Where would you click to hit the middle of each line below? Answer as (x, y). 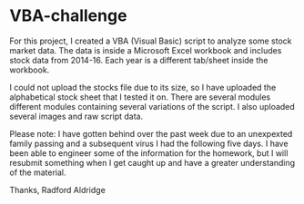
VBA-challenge (68, 16)
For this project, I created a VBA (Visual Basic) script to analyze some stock (151, 41)
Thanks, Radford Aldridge (58, 189)
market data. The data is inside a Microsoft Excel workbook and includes (146, 50)
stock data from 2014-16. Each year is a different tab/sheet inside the (139, 60)
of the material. (38, 172)
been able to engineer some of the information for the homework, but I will (149, 153)
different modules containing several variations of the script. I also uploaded (152, 106)
